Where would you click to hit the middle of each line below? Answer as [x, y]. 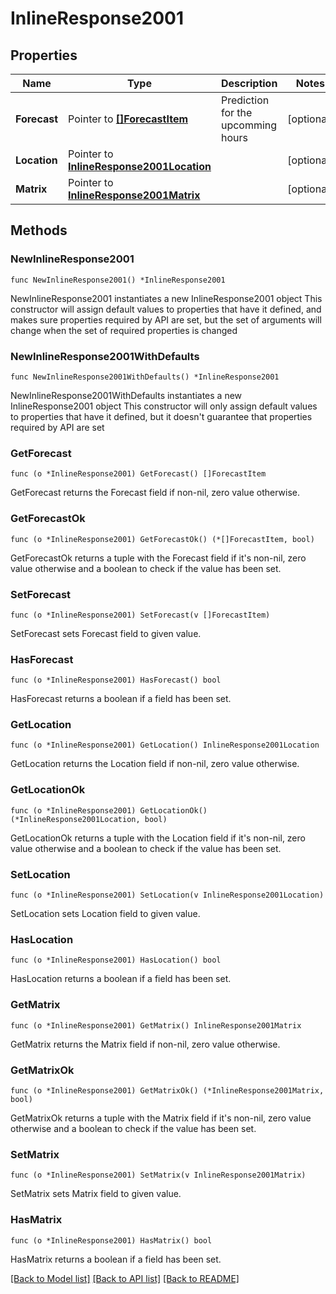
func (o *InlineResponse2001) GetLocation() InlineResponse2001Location [165, 745]
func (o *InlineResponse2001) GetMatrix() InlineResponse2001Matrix [156, 1025]
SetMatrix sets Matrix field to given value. [96, 1194]
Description [249, 83]
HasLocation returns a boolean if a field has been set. [121, 979]
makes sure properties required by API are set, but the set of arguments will [166, 319]
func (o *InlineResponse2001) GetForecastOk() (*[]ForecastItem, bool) [162, 539]
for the [236, 112]
